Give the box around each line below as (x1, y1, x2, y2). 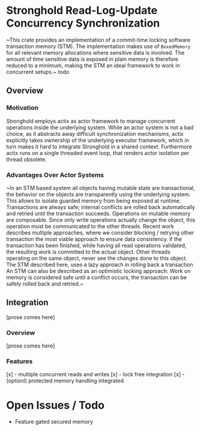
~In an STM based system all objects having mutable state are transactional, (6, 184, 195, 191)
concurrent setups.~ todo (6, 68, 70, 75)
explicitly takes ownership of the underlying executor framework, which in (6, 136, 189, 144)
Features (6, 357, 33, 365)
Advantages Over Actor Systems (6, 171, 104, 179)
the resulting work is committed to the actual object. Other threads (6, 248, 171, 255)
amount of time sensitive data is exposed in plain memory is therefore (6, 55, 179, 63)
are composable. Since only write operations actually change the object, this (6, 216, 196, 223)
